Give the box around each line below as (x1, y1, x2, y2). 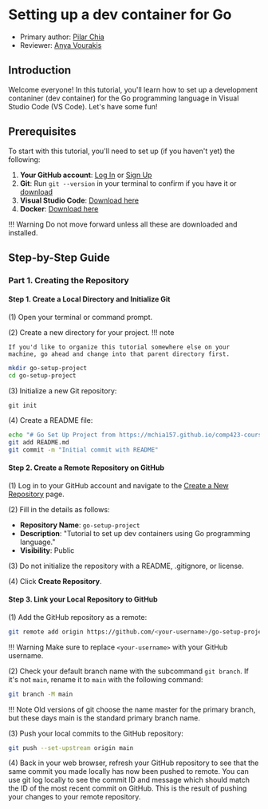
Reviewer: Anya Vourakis (19, 40, 102, 49)
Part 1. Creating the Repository (8, 274, 129, 286)
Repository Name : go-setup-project (19, 520, 140, 530)
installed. (8, 227, 38, 237)
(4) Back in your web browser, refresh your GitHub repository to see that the (8, 758, 259, 768)
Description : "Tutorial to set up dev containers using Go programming (19, 528, 251, 538)
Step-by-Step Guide (8, 251, 110, 264)
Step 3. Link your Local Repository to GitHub (8, 594, 158, 604)
